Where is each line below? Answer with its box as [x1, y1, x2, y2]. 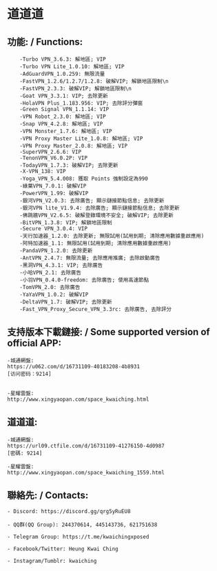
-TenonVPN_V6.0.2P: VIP [19, 154, 88, 161]
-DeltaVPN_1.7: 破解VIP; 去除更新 [19, 299, 112, 305]
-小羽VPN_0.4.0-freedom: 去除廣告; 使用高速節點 [19, 277, 149, 283]
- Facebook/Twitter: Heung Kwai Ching [7, 545, 118, 552]
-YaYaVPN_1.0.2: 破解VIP [19, 291, 89, 298]
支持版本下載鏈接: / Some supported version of [7, 326, 210, 338]
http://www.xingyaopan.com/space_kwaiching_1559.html [7, 469, 165, 476]
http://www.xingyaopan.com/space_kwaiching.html [7, 396, 149, 403]
